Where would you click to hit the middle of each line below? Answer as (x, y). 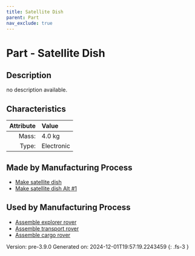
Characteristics (36, 109)
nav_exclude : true (29, 23)
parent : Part (23, 18)
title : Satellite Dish (35, 12)
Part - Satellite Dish (56, 53)
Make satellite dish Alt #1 (46, 189)
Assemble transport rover (47, 228)
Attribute (23, 126)
